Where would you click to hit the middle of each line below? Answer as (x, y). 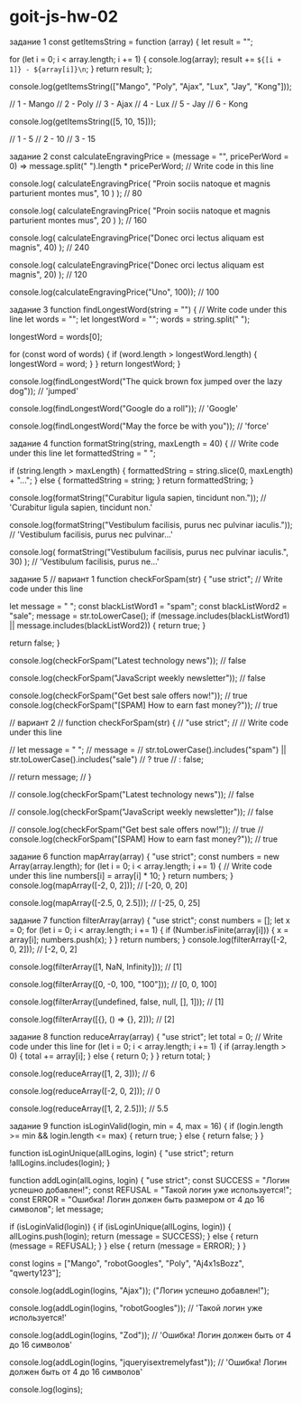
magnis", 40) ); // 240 (50, 247)
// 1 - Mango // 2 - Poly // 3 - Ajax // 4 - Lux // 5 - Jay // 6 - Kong (129, 104)
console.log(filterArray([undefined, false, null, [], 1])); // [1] (117, 1002)
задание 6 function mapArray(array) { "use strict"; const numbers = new (145, 856)
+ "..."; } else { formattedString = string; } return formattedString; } (132, 480)
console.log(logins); (46, 1389)
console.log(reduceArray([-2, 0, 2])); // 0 (85, 1090)
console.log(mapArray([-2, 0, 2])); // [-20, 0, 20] (98, 885)
